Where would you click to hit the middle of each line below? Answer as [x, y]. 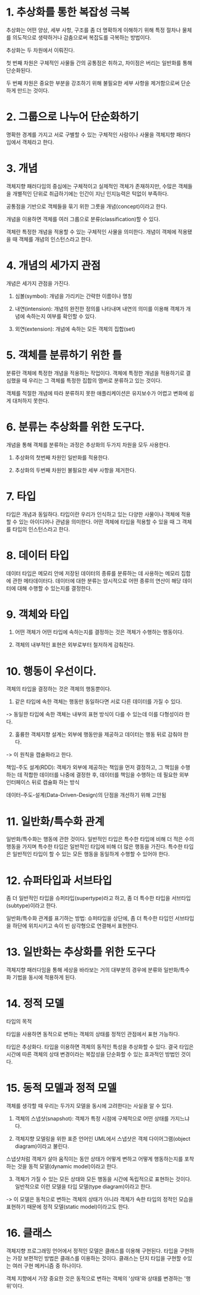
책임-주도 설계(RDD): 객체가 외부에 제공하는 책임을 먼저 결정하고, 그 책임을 [93, 767]
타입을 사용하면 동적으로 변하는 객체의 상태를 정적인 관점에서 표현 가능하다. [93, 1034]
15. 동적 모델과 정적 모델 [61, 1088]
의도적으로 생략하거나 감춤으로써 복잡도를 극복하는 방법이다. [82, 37]
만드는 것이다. [33, 90]
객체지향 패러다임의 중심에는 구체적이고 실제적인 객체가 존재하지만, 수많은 [92, 186]
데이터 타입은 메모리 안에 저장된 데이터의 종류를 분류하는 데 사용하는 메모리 [93, 573]
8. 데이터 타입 [38, 555]
